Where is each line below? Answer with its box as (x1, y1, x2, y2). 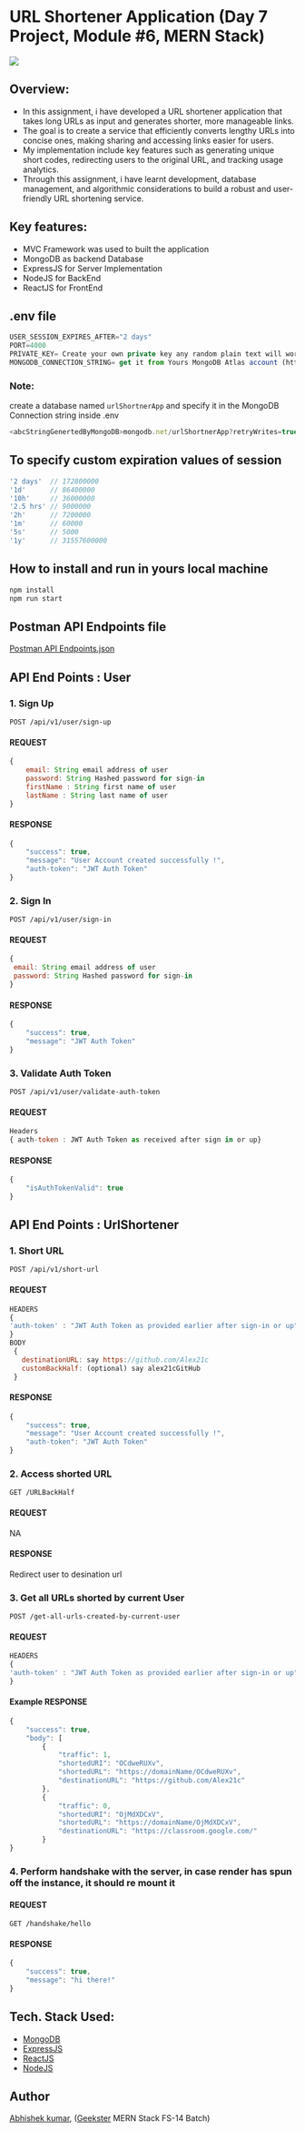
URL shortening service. (54, 193, 144, 204)
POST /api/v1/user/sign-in (9, 915, 112, 925)
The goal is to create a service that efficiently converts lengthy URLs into (22, 125, 295, 136)
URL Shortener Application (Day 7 (9, 6, 268, 27)
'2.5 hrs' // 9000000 (9, 503, 92, 512)
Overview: (9, 82, 70, 97)
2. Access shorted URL (9, 1467, 113, 1480)
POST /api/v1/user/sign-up (9, 717, 112, 726)
